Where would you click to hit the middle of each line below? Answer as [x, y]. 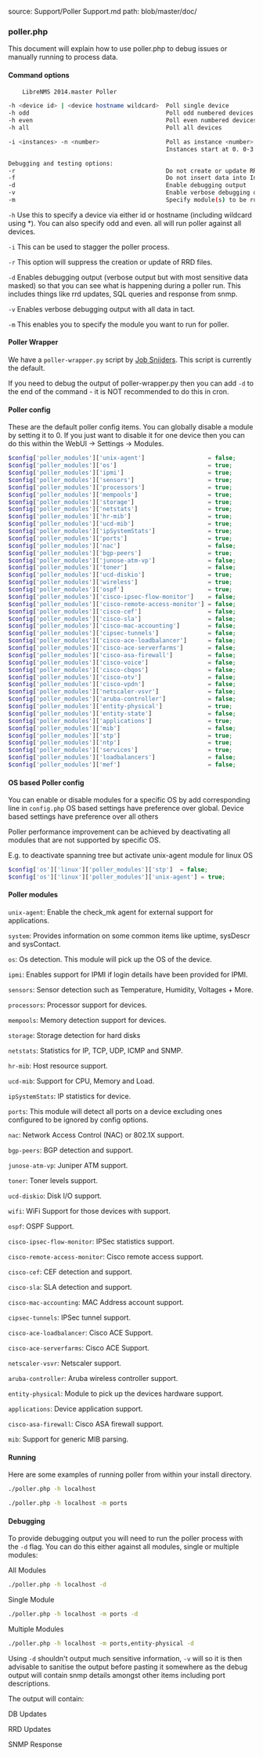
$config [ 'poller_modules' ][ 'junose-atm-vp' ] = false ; [122, 561]
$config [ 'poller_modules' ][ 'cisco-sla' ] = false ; [122, 619]
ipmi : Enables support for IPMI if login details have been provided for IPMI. [128, 975]
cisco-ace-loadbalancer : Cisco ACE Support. [81, 1333]
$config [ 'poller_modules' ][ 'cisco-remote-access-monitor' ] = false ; [122, 604]
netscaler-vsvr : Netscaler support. [65, 1363]
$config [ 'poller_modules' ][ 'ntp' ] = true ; [121, 743]
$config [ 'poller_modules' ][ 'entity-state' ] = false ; [122, 714]
